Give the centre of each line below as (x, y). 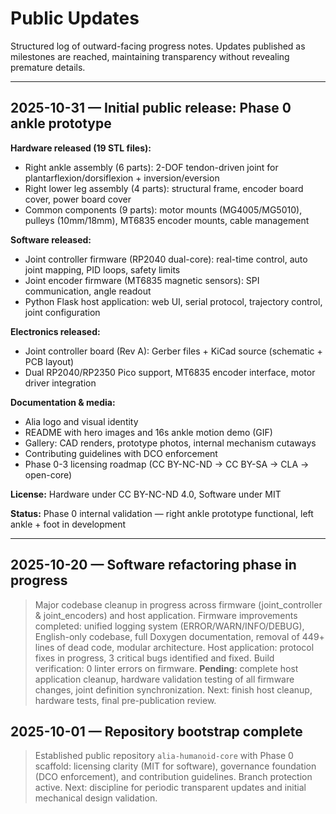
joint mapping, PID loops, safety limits (102, 269)
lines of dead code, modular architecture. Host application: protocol (174, 647)
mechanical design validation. (96, 798)
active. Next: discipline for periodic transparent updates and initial (170, 788)
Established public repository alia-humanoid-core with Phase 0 (164, 756)
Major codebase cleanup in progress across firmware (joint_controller (178, 604)
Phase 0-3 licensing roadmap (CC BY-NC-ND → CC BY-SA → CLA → (167, 464)
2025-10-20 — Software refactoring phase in (153, 565)
